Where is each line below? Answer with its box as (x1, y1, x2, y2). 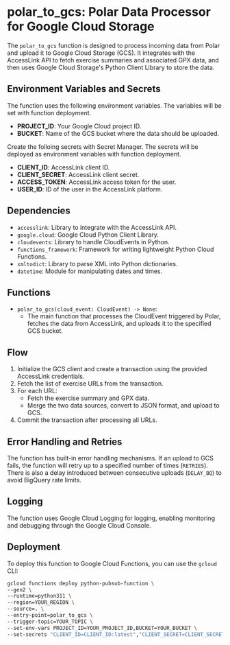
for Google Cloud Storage (7, 19, 155, 34)
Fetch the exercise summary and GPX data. (27, 394, 150, 402)
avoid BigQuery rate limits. (7, 476, 82, 484)
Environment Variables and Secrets (7, 83, 161, 95)
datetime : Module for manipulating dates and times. (16, 267, 163, 275)
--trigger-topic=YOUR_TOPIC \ (7, 618, 94, 625)
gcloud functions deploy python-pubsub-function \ (7, 580, 155, 587)
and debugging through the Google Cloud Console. (7, 521, 152, 529)
